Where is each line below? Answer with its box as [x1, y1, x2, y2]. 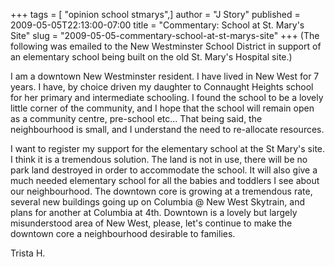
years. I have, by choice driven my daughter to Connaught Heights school [10, 81, 314, 93]
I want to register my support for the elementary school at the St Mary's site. [10, 143, 326, 154]
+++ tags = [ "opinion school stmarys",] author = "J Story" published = [10, 9, 301, 20]
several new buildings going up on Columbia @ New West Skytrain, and [10, 196, 305, 208]
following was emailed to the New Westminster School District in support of [10, 40, 322, 52]
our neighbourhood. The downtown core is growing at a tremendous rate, [10, 185, 313, 197]
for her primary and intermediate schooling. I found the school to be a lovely [10, 92, 324, 103]
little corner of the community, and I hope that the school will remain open [10, 102, 315, 114]
